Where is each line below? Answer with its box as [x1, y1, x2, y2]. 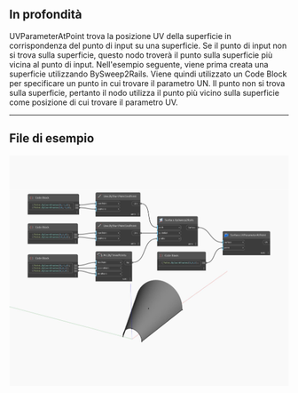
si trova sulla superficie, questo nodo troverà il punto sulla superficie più [9, 49, 273, 60]
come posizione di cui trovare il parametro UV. [9, 97, 178, 108]
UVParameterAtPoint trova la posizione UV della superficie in [9, 30, 232, 41]
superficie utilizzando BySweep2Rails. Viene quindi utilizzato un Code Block [9, 68, 287, 79]
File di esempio [9, 131, 95, 146]
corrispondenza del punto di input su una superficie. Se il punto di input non [9, 40, 287, 51]
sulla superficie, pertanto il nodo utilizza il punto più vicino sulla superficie [9, 87, 279, 98]
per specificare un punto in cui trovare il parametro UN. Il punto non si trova [9, 77, 286, 88]
